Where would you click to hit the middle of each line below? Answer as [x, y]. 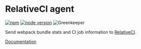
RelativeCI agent [40, 9]
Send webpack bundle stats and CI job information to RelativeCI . [71, 32]
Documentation [21, 41]
